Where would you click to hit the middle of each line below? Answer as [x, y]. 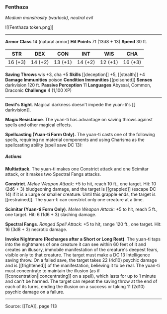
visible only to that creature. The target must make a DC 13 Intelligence [78, 255]
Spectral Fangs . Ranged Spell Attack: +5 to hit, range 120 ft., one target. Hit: [83, 224]
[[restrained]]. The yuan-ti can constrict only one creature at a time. [75, 200]
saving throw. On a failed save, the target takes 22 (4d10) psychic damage [81, 260]
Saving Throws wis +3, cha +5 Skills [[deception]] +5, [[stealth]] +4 [75, 75]
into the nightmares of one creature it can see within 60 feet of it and [76, 244]
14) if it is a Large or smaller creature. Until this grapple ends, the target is [80, 194]
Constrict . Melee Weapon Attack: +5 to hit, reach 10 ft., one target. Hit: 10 [81, 184]
